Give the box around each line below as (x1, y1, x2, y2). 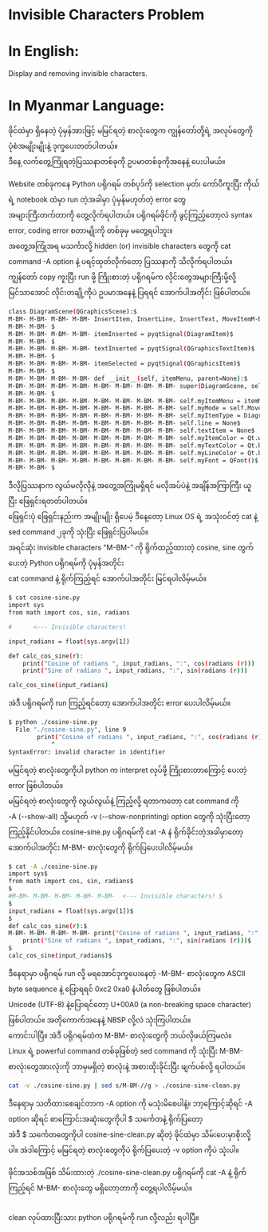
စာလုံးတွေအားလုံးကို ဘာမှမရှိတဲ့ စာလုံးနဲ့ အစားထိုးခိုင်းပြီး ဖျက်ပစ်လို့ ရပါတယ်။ (8, 1062, 246, 1071)
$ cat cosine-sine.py (8, 594, 81, 602)
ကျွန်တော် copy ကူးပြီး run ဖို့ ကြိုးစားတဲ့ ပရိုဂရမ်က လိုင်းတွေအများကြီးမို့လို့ (8, 272, 237, 282)
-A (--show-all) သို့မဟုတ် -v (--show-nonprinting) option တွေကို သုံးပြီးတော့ (8, 811, 250, 821)
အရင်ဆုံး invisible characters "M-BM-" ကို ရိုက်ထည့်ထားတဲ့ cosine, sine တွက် (8, 542, 254, 553)
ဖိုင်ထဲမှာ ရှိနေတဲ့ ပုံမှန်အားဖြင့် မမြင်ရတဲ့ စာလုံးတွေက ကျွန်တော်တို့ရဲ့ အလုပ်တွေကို (8, 126, 254, 135)
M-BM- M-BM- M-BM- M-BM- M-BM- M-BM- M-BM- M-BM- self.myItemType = (8, 412, 241, 420)
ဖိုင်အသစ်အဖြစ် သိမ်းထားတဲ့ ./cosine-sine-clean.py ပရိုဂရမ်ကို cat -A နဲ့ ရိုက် (8, 1167, 247, 1177)
